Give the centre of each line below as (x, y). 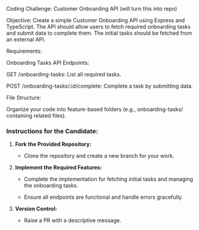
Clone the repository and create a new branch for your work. (99, 156)
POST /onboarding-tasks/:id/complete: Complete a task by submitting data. (100, 86)
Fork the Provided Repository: (53, 144)
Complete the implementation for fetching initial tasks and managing (109, 179)
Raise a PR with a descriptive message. (72, 220)
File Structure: (24, 98)
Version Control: (36, 209)
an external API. (26, 39)
